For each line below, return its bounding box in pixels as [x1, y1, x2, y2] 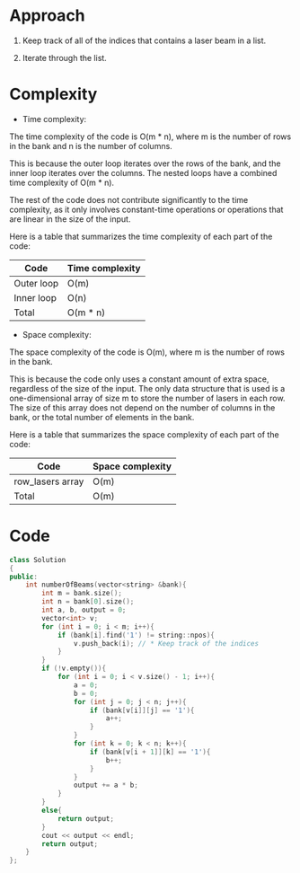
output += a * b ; [73, 780, 139, 790]
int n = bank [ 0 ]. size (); [41, 597, 135, 606]
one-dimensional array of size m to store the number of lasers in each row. [9, 392, 286, 403]
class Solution [9, 555, 66, 564]
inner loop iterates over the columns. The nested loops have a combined [9, 167, 278, 178]
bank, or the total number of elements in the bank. [9, 411, 195, 422]
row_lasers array [13, 475, 84, 488]
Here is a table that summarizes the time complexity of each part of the [9, 231, 273, 242]
